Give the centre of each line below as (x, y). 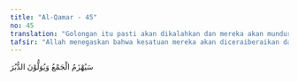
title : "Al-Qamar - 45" (54, 17)
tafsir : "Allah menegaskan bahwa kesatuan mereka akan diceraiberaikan (145, 42)
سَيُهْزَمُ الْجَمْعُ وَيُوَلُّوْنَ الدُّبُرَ (52, 67)
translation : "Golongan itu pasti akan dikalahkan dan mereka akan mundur (151, 33)
